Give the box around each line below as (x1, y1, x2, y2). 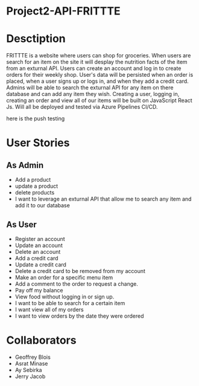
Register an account (14, 235, 65, 242)
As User (6, 219, 37, 230)
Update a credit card (14, 261, 66, 268)
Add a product (14, 176, 51, 184)
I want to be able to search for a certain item (14, 299, 125, 306)
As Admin (6, 160, 44, 170)
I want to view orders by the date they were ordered (14, 312, 144, 320)
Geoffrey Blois (14, 353, 51, 361)
